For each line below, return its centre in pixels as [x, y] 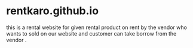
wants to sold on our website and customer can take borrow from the [91, 33]
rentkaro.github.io [53, 11]
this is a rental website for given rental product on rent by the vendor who [96, 27]
